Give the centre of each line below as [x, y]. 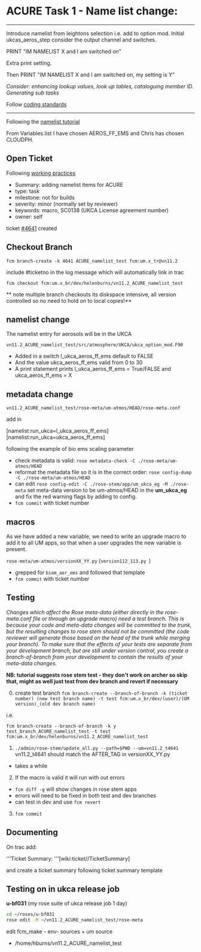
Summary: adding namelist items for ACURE [69, 185]
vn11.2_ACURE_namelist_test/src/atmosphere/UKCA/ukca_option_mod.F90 [95, 345]
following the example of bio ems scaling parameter [70, 449]
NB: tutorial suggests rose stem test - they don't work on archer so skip [97, 675]
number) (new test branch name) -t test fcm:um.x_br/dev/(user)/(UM [102, 698]
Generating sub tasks [33, 93]
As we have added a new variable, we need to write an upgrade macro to [96, 536]
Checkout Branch [39, 247]
